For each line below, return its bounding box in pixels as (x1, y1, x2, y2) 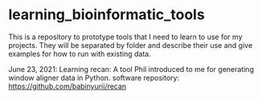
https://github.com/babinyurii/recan (8, 81, 127, 91)
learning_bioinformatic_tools (8, 6, 205, 24)
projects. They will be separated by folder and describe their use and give (8, 40, 253, 49)
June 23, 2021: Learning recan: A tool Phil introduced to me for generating (8, 64, 255, 73)
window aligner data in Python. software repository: (8, 73, 179, 82)
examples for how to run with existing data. (8, 49, 151, 58)
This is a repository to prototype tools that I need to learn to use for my (8, 32, 243, 42)
